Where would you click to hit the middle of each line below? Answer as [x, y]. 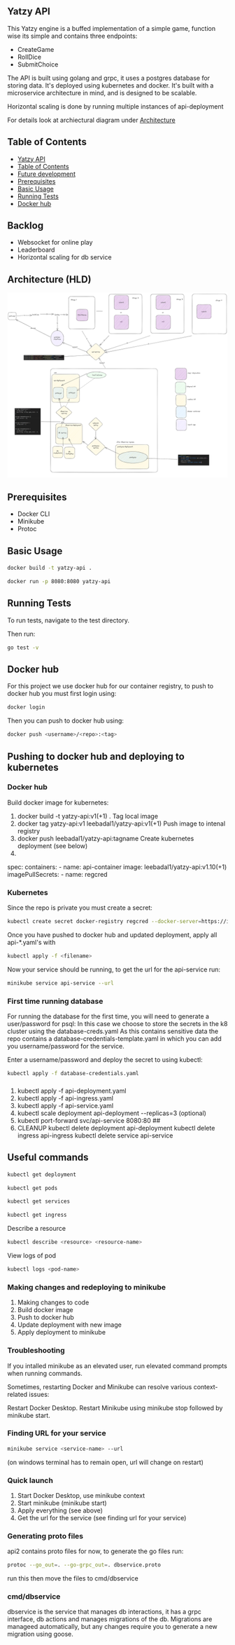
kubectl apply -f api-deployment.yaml [72, 1091]
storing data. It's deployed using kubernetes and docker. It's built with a [111, 85]
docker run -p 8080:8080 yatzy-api [59, 582]
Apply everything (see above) [60, 1510]
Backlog [26, 226]
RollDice [29, 57]
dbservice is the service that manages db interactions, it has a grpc [104, 1612]
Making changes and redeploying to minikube [87, 1287]
